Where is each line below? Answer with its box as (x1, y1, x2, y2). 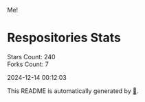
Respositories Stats (7, 30, 122, 45)
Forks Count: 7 (7, 60, 49, 68)
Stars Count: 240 (7, 52, 56, 61)
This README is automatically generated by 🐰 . (7, 86, 139, 95)
